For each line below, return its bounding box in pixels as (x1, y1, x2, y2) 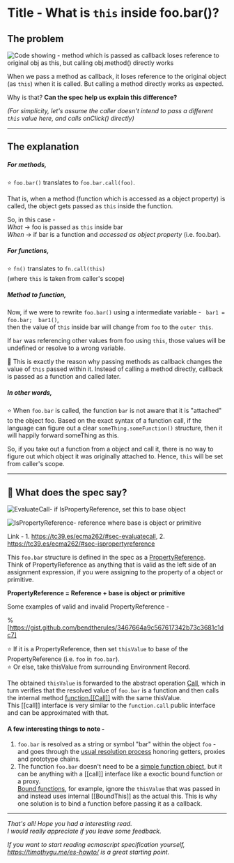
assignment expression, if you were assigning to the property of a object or (7, 568, 224, 576)
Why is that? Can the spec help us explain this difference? (7, 93, 178, 101)
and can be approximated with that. (7, 709, 109, 717)
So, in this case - (7, 215, 56, 224)
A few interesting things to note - (7, 725, 105, 733)
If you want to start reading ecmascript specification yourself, (7, 841, 185, 849)
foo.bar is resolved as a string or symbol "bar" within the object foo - (17, 740, 217, 748)
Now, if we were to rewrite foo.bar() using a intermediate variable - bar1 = (7, 308, 225, 317)
